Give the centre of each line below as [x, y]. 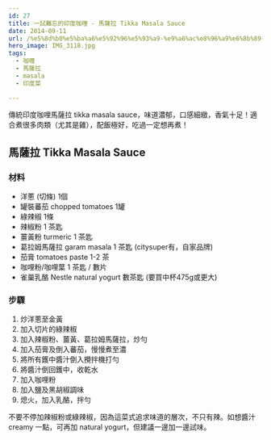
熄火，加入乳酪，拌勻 [55, 400]
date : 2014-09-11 [38, 31]
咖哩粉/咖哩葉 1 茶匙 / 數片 [63, 267]
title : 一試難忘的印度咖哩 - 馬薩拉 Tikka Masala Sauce [97, 23]
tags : [17, 53]
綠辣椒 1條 [37, 217]
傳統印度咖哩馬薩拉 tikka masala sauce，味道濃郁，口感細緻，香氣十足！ [129, 115]
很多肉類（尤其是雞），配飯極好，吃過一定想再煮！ [105, 124]
